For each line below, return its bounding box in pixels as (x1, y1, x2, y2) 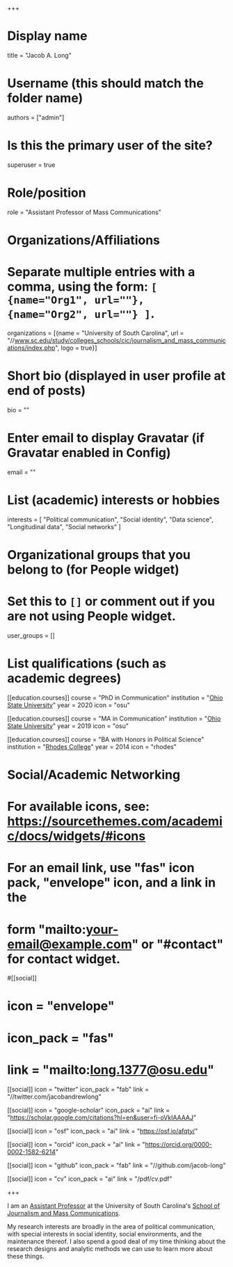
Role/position (7, 185, 86, 200)
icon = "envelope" (7, 999, 115, 1014)
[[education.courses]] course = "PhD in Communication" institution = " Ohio (7, 693, 223, 702)
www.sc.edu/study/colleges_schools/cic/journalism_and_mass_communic (14, 336, 226, 344)
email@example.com (7, 936, 132, 952)
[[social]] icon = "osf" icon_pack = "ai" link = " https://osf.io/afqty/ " (7, 1127, 198, 1135)
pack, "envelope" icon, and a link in (7, 875, 216, 891)
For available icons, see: (7, 799, 150, 814)
